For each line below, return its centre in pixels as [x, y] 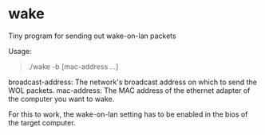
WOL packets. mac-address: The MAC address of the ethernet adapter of [129, 90]
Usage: [20, 51]
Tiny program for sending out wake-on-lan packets [93, 36]
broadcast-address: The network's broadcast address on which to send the [133, 82]
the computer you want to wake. [61, 98]
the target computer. [42, 122]
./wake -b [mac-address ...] [73, 66]
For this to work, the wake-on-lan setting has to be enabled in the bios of [128, 114]
